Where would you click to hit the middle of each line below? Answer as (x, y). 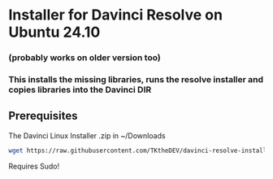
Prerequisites (43, 116)
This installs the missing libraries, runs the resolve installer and (136, 80)
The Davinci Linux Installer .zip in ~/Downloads (87, 135)
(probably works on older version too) (84, 58)
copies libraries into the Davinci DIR (80, 89)
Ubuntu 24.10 (54, 32)
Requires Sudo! (34, 166)
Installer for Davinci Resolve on (116, 15)
